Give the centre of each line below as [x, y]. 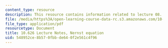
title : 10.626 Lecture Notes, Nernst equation [54, 33]
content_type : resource [30, 10]
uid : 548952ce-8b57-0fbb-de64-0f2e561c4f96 [51, 38]
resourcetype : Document [30, 28]
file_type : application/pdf [34, 24]
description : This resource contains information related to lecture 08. [84, 14]
